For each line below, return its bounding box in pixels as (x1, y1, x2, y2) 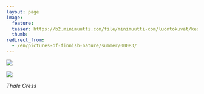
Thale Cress (6, 82, 37, 89)
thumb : (12, 32, 29, 38)
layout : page (6, 8, 39, 15)
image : (6, 15, 23, 21)
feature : (12, 20, 34, 26)
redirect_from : (6, 37, 45, 43)
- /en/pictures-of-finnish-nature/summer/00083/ (12, 43, 137, 49)
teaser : (12, 25, 32, 32)
